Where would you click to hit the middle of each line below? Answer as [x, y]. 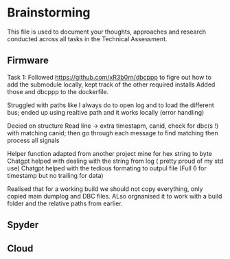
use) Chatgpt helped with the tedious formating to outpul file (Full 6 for [107, 168]
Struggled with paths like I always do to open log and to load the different [111, 105]
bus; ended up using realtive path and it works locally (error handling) [106, 112]
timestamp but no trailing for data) [56, 175]
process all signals [33, 140]
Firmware [28, 61]
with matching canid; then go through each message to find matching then [113, 133]
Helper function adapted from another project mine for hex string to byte [110, 153]
